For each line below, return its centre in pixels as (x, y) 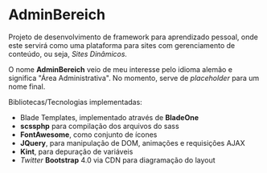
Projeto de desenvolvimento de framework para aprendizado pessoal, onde (133, 37)
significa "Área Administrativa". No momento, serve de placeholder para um (134, 78)
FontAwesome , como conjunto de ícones (88, 135)
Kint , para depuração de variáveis (76, 151)
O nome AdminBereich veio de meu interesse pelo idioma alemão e (121, 69)
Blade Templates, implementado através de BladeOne (109, 117)
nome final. (27, 86)
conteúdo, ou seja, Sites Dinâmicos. (68, 54)
